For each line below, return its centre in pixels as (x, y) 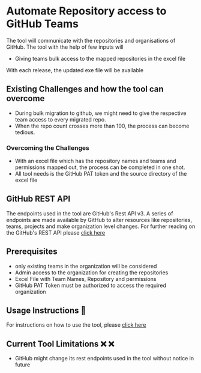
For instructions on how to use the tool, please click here (76, 325)
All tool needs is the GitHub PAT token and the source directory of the (101, 174)
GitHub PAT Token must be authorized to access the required (91, 285)
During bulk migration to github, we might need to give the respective (100, 113)
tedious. (25, 132)
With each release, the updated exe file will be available (75, 70)
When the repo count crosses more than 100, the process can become (102, 126)
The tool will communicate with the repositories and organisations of (91, 40)
